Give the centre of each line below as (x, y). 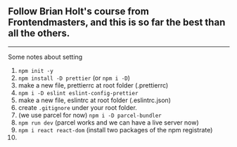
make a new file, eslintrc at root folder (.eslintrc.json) (95, 100)
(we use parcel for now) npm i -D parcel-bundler (90, 115)
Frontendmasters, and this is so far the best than (117, 23)
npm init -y (36, 71)
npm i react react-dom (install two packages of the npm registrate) (115, 129)
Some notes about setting (45, 57)
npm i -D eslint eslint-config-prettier (78, 93)
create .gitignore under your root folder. (78, 107)
